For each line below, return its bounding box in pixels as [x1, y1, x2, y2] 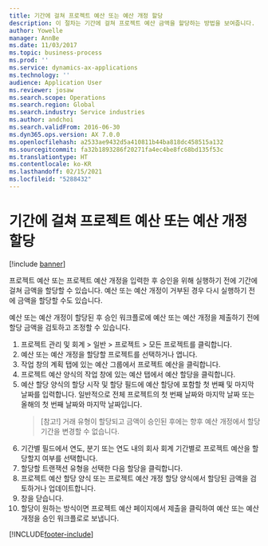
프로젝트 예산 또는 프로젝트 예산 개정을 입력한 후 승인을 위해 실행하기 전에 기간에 [9, 275, 258, 285]
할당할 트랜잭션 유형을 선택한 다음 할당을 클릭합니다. [20, 463, 183, 472]
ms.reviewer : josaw [9, 86, 74, 94]
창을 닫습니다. [20, 493, 65, 503]
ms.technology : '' [9, 71, 70, 79]
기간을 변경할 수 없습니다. [40, 426, 120, 436]
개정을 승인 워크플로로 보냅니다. [20, 513, 119, 523]
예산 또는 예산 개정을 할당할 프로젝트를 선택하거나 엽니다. [20, 349, 198, 359]
